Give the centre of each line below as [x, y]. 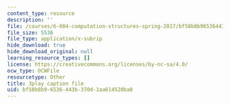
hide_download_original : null [50, 52]
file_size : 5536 [30, 32]
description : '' [30, 20]
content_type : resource [41, 13]
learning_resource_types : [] [49, 58]
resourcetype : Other [37, 77]
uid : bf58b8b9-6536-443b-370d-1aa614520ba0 [70, 90]
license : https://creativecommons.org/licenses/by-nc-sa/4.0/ [98, 64]
